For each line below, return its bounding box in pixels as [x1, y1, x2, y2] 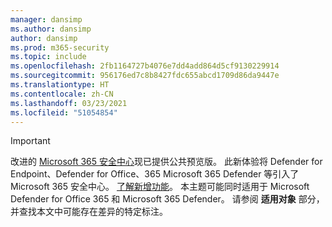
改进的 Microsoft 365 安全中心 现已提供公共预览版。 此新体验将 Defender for [10, 156, 323, 168]
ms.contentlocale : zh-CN [10, 89, 114, 99]
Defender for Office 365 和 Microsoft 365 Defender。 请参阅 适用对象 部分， [10, 193, 325, 205]
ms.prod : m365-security [10, 42, 110, 53]
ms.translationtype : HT [10, 80, 110, 90]
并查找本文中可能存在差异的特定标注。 [10, 206, 168, 218]
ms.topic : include [10, 52, 87, 62]
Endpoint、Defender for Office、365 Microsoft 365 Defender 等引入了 [10, 168, 300, 180]
